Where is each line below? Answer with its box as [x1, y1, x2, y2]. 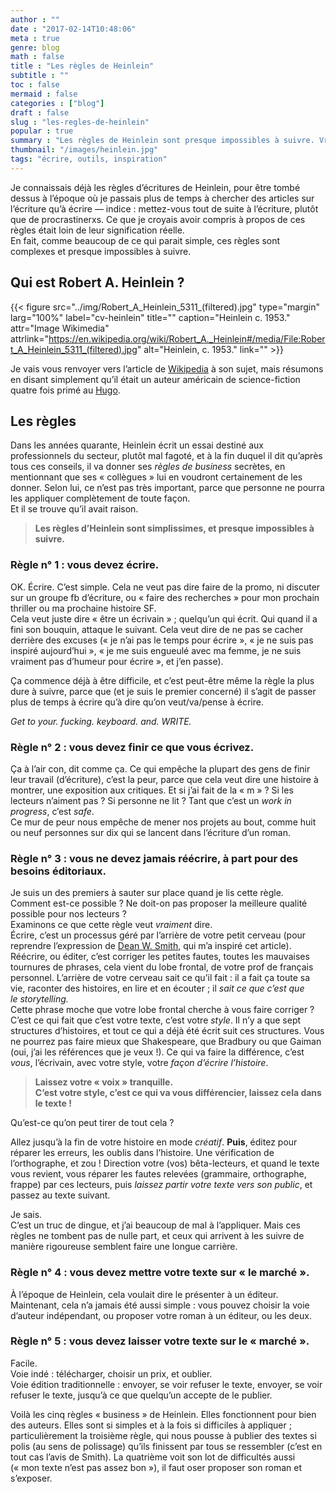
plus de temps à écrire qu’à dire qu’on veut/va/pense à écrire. [10, 696, 264, 708]
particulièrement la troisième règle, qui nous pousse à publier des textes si [10, 1429, 317, 1441]
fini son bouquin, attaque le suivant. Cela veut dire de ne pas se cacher [10, 623, 304, 635]
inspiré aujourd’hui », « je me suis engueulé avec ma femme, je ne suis [10, 644, 302, 656]
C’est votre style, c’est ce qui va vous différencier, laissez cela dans [34, 1087, 322, 1099]
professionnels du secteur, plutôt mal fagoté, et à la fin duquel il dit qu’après [10, 450, 323, 462]
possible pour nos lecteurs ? [10, 908, 127, 920]
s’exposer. [10, 1472, 53, 1484]
